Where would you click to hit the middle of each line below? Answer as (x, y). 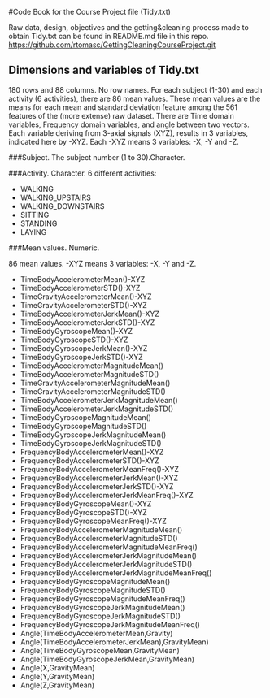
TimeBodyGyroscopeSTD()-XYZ (74, 340)
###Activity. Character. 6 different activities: (83, 173)
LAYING (33, 232)
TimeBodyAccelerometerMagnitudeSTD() (89, 374)
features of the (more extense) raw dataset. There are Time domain (121, 115)
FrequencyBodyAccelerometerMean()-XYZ (92, 452)
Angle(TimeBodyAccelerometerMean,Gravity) (96, 633)
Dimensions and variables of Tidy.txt (104, 70)
